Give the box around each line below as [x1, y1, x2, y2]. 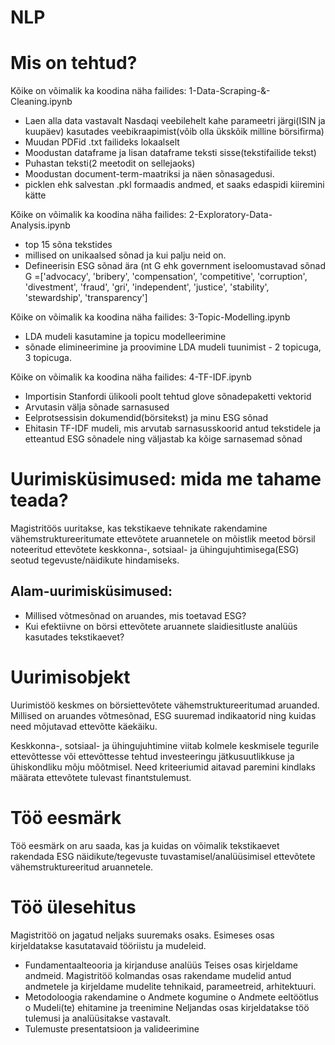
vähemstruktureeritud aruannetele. [10, 861, 154, 873]
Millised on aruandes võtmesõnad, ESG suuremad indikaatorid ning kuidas [10, 709, 317, 721]
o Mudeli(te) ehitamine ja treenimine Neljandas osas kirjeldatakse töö [24, 1001, 310, 1013]
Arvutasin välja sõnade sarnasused [24, 401, 170, 413]
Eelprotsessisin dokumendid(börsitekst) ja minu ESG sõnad [24, 412, 269, 424]
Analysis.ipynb [10, 219, 71, 231]
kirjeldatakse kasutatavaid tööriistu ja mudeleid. [10, 939, 207, 951]
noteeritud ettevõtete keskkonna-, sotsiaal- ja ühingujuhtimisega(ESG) [10, 544, 300, 556]
